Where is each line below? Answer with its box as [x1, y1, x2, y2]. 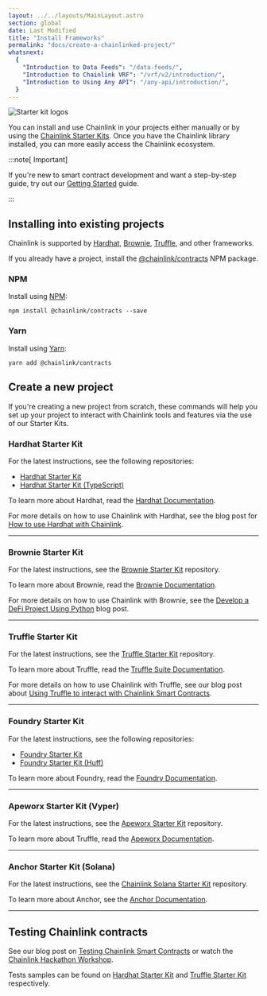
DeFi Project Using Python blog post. [8, 604, 130, 614]
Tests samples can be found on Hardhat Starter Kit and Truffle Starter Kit [8, 971, 246, 980]
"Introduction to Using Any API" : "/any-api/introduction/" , [22, 78, 229, 86]
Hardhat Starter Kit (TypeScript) [19, 480, 125, 490]
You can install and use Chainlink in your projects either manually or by [8, 122, 240, 132]
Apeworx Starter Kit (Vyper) [8, 800, 119, 812]
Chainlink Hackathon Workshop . [8, 955, 114, 964]
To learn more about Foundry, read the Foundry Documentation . [8, 773, 218, 783]
